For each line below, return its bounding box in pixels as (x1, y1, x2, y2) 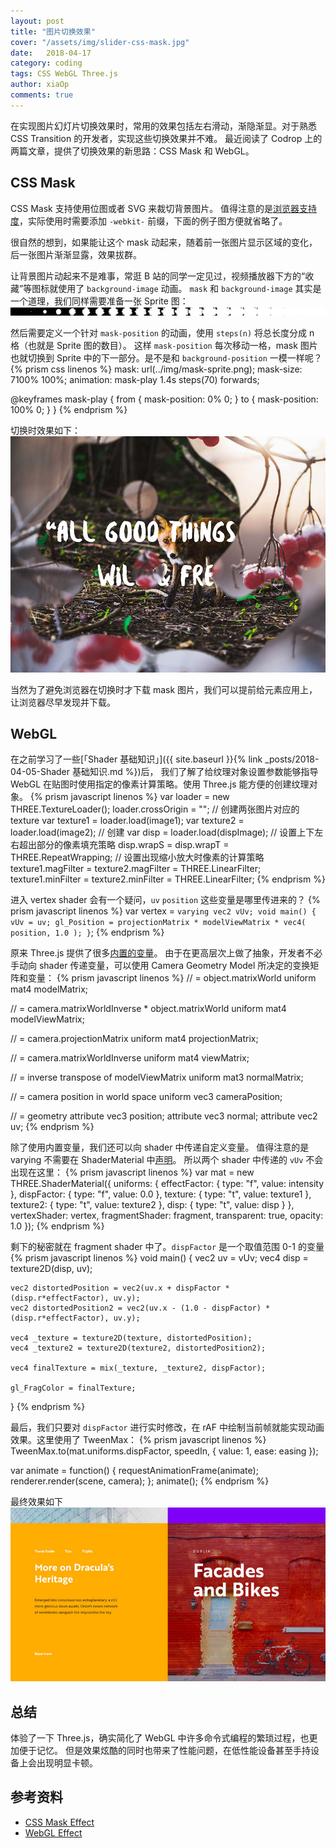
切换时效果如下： (10, 424, 81, 436)
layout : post (10, 16, 65, 26)
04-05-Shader (10, 766, 71, 778)
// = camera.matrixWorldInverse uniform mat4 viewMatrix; (10, 1052, 250, 1064)
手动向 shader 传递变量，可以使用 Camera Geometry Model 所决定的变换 (10, 960, 311, 972)
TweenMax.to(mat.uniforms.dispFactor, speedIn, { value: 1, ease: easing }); (10, 1445, 319, 1457)
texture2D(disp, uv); (10, 1263, 93, 1275)
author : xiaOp (10, 80, 70, 90)
